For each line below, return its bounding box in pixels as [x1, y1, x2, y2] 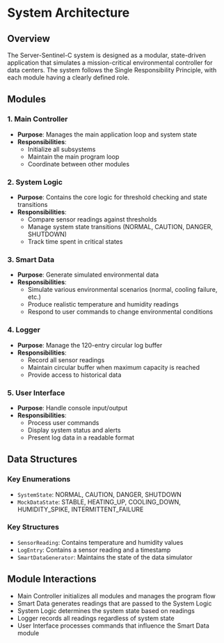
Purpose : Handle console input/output [17, 403, 128, 412]
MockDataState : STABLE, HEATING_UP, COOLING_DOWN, [17, 497, 181, 506]
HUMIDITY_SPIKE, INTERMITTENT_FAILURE [17, 505, 144, 513]
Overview [7, 33, 51, 45]
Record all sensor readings [27, 355, 105, 364]
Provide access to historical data [27, 371, 122, 379]
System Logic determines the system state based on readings [17, 606, 195, 614]
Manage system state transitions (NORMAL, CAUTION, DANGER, [27, 222, 214, 231]
